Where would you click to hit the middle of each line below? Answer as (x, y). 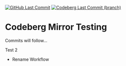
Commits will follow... (26, 40)
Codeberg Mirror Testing (56, 27)
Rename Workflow (31, 59)
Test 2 (11, 50)
